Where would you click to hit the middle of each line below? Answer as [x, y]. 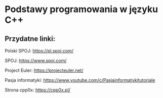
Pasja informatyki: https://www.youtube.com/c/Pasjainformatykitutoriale [80, 80]
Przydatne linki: [30, 39]
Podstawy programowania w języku [81, 9]
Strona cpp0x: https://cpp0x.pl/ [37, 90]
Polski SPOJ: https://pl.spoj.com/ [39, 51]
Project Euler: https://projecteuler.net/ [44, 70]
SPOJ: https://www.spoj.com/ [36, 61]
